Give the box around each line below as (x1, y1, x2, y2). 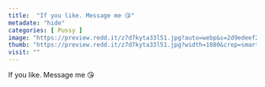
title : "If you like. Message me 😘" (8, 11, 135, 20)
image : (8, 33, 30, 42)
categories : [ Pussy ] (8, 26, 83, 34)
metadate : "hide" (8, 19, 65, 27)
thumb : (8, 41, 30, 49)
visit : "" (8, 48, 41, 56)
